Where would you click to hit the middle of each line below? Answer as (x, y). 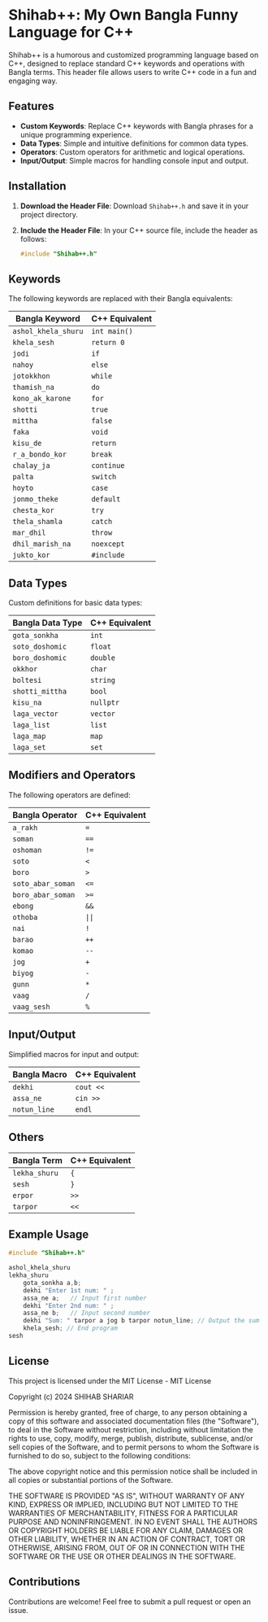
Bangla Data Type (48, 623)
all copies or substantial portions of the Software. (91, 1480)
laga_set (29, 748)
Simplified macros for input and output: (74, 1054)
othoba (25, 917)
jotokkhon (31, 376)
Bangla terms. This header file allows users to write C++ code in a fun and (133, 72)
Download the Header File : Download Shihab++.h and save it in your (134, 206)
